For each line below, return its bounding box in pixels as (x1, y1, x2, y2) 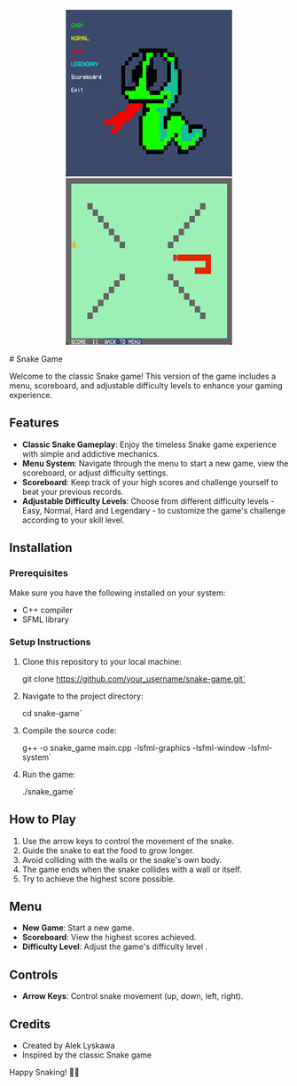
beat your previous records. (21, 486, 124, 497)
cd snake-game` (21, 707, 82, 718)
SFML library (21, 614, 69, 625)
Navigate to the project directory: (21, 691, 144, 701)
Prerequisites (9, 567, 68, 579)
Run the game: (21, 769, 76, 779)
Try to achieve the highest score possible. (21, 873, 176, 884)
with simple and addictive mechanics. (21, 448, 160, 459)
